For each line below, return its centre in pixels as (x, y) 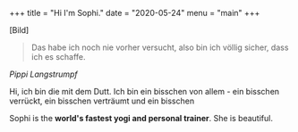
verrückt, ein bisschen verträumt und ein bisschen (102, 101)
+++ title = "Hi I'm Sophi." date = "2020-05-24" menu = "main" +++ (135, 13)
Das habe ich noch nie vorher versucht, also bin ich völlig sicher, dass (160, 47)
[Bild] (19, 30)
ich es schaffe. (59, 57)
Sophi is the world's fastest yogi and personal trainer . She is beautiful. (141, 118)
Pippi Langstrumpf (43, 74)
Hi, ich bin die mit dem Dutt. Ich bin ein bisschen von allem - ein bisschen (145, 91)
